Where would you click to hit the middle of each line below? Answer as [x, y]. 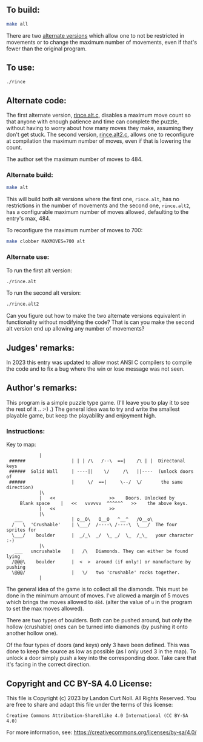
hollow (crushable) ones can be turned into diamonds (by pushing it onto [97, 627]
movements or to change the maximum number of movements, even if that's [102, 42]
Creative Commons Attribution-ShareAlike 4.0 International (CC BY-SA [97, 716]
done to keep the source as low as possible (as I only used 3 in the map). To [101, 651]
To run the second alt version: [44, 293]
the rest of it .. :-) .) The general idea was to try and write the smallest [93, 409]
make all [17, 24]
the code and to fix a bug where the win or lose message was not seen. [95, 369]
